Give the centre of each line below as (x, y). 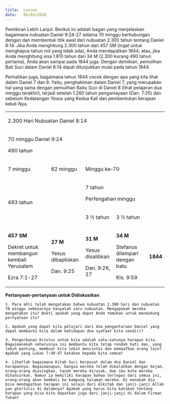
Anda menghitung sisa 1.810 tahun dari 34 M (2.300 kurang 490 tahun (78, 56)
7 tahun (94, 187)
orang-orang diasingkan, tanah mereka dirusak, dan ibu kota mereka (79, 371)
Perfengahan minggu (110, 198)
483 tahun (20, 202)
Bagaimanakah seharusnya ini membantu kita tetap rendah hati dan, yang (83, 344)
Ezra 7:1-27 (23, 277)
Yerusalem (20, 266)
